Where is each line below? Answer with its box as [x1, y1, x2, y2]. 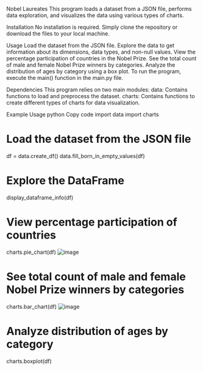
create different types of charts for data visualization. [6, 99, 140, 106]
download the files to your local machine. [6, 30, 110, 37]
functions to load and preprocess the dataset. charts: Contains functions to [6, 93, 195, 99]
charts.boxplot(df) [6, 357, 52, 365]
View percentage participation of [6, 215, 178, 229]
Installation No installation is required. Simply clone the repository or [6, 24, 178, 31]
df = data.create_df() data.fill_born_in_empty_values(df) [6, 152, 145, 159]
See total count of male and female [6, 270, 186, 283]
